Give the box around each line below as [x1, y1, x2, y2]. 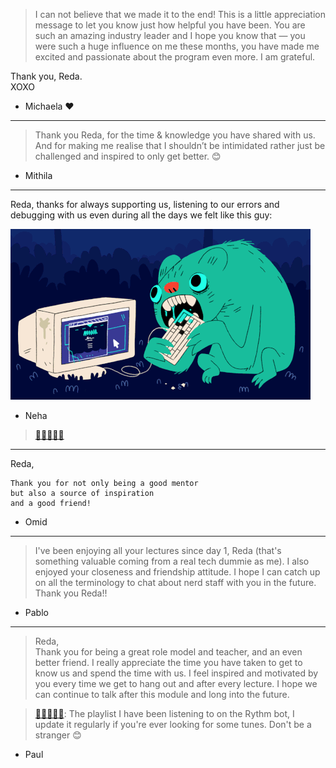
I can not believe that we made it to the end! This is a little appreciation [34, 9, 327, 20]
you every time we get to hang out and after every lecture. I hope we [34, 678, 318, 689]
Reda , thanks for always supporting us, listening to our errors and [10, 199, 280, 210]
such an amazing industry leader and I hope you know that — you [34, 30, 306, 41]
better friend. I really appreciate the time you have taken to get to [34, 657, 303, 668]
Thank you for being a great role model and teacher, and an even [34, 646, 303, 658]
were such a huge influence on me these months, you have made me [34, 40, 320, 52]
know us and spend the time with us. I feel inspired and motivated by [34, 667, 319, 679]
